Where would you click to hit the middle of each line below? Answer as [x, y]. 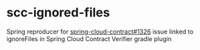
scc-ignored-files [58, 13]
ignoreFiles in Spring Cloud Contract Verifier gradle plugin [89, 38]
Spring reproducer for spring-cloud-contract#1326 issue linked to [100, 32]
